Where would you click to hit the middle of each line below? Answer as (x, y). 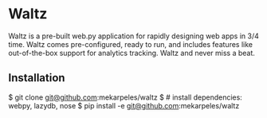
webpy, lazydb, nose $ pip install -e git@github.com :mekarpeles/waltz (124, 105)
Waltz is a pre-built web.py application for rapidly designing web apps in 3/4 (133, 36)
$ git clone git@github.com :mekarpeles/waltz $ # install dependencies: (126, 97)
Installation (37, 78)
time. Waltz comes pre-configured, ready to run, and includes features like (131, 44)
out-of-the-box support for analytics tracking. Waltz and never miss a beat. (132, 53)
